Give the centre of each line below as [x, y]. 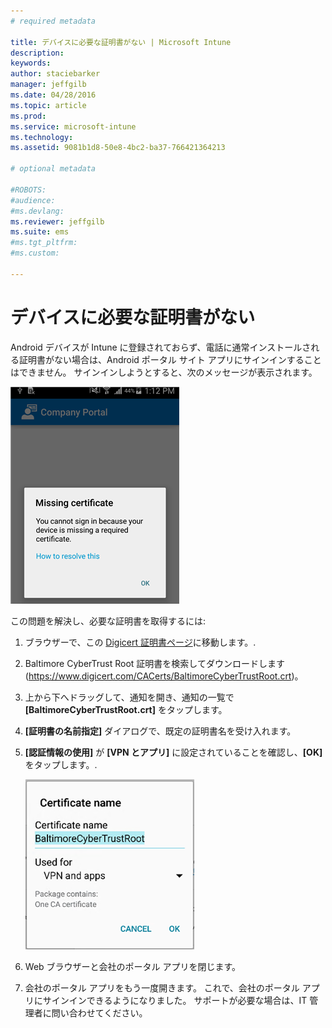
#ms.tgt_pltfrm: [44, 243]
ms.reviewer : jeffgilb [57, 221]
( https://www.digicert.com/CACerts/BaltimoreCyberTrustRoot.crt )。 [164, 676]
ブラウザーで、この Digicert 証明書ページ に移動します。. [140, 642]
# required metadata [53, 21]
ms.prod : [28, 116]
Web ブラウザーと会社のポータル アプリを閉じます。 [133, 966]
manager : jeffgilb [48, 85]
